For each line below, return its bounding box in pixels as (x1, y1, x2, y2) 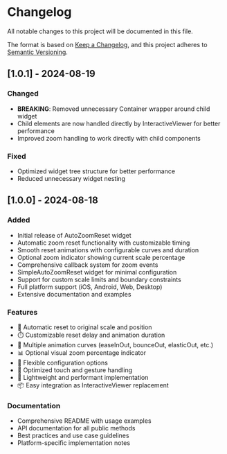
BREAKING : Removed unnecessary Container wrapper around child (17, 105, 210, 113)
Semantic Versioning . (7, 48, 68, 56)
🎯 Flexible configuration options (17, 358, 109, 367)
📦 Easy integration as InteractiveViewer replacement (17, 381, 170, 389)
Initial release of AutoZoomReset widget (17, 231, 131, 239)
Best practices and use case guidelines (17, 431, 129, 440)
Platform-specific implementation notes (17, 439, 130, 447)
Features (7, 307, 38, 317)
